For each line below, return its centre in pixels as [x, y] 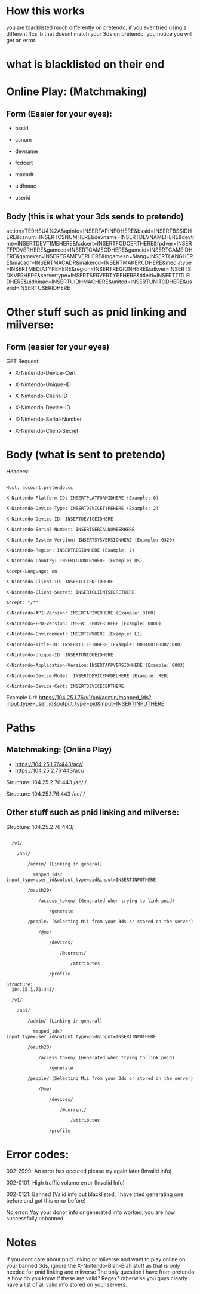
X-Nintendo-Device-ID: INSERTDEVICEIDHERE [60, 519]
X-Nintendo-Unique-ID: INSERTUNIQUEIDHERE [60, 655]
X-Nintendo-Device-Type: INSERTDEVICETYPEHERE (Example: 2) [83, 508]
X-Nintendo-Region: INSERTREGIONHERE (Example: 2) [70, 550]
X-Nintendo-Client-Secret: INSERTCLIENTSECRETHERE [70, 592]
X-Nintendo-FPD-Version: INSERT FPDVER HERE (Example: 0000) [84, 623]
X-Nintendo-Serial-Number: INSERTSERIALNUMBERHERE [70, 529]
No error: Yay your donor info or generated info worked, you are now [91, 1212]
